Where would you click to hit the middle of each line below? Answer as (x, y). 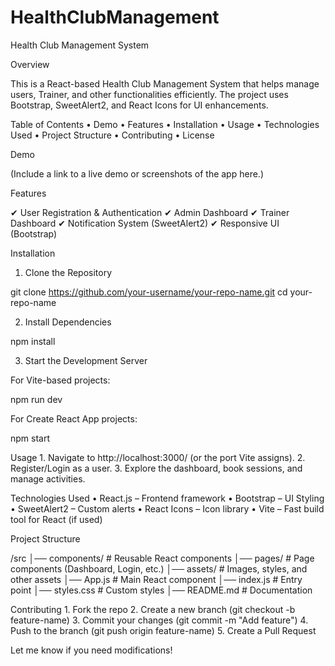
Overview (30, 64)
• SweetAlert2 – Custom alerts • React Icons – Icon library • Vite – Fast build (167, 508)
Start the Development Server (86, 360)
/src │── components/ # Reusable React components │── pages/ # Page (162, 558)
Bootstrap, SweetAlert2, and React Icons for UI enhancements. (139, 105)
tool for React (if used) (56, 519)
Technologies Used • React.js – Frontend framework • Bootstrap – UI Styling (167, 498)
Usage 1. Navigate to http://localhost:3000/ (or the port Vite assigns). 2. (158, 457)
